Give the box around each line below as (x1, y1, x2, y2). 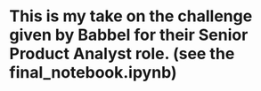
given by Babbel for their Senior (9, 25, 249, 45)
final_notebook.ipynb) (9, 63, 177, 83)
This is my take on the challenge (9, 6, 253, 27)
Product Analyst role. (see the (9, 44, 235, 64)
